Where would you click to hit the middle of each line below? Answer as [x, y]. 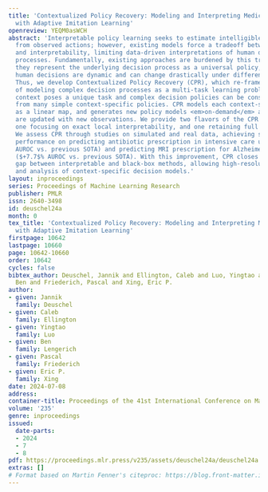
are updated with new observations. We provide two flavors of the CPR [137, 120]
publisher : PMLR [35, 193]
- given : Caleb [33, 312]
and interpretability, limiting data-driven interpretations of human [135, 53]
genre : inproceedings [44, 416]
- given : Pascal [35, 357]
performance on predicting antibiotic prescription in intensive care [135, 142]
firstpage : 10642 [37, 238]
